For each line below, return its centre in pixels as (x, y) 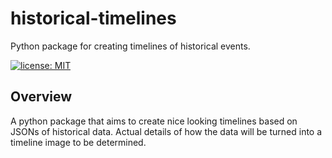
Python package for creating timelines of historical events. (130, 46)
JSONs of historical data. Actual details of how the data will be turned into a (166, 131)
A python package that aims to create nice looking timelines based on (154, 121)
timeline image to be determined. (78, 142)
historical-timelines (93, 18)
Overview (41, 97)
